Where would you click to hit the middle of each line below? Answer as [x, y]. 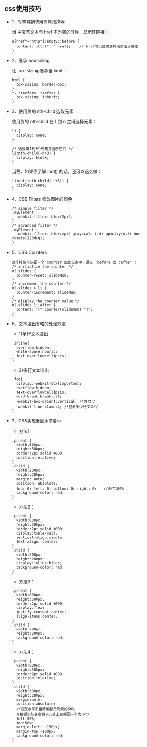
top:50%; [25, 723]
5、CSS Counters [29, 252]
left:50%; [26, 719]
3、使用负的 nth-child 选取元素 [42, 111]
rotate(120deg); [28, 238]
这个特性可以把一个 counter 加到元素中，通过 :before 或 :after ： [74, 262]
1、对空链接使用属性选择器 [38, 22]
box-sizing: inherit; [38, 97]
